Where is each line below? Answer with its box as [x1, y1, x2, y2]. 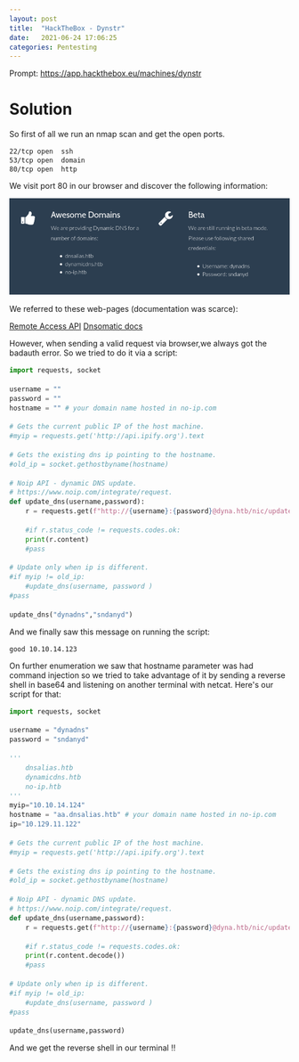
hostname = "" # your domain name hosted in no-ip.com [9, 404, 217, 413]
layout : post [9, 14, 58, 23]
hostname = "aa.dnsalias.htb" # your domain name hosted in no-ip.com [9, 811, 277, 820]
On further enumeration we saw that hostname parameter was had [9, 660, 254, 671]
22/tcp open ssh [9, 147, 74, 156]
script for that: [9, 689, 61, 699]
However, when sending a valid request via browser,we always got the [9, 339, 267, 349]
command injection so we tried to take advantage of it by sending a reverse [9, 669, 287, 681]
